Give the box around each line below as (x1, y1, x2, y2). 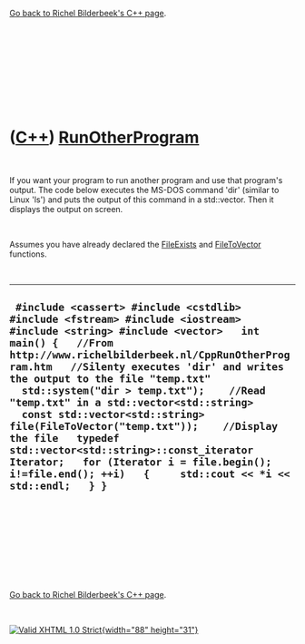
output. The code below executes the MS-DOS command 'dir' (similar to (9, 184, 280, 195)
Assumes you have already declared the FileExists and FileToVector (9, 239, 261, 249)
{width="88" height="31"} (101, 624, 199, 635)
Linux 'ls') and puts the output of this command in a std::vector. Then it (9, 194, 274, 205)
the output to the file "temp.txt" (9, 372, 212, 385)
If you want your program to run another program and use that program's (9, 174, 283, 185)
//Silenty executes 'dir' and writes (70, 360, 284, 374)
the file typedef (9, 432, 120, 445)
